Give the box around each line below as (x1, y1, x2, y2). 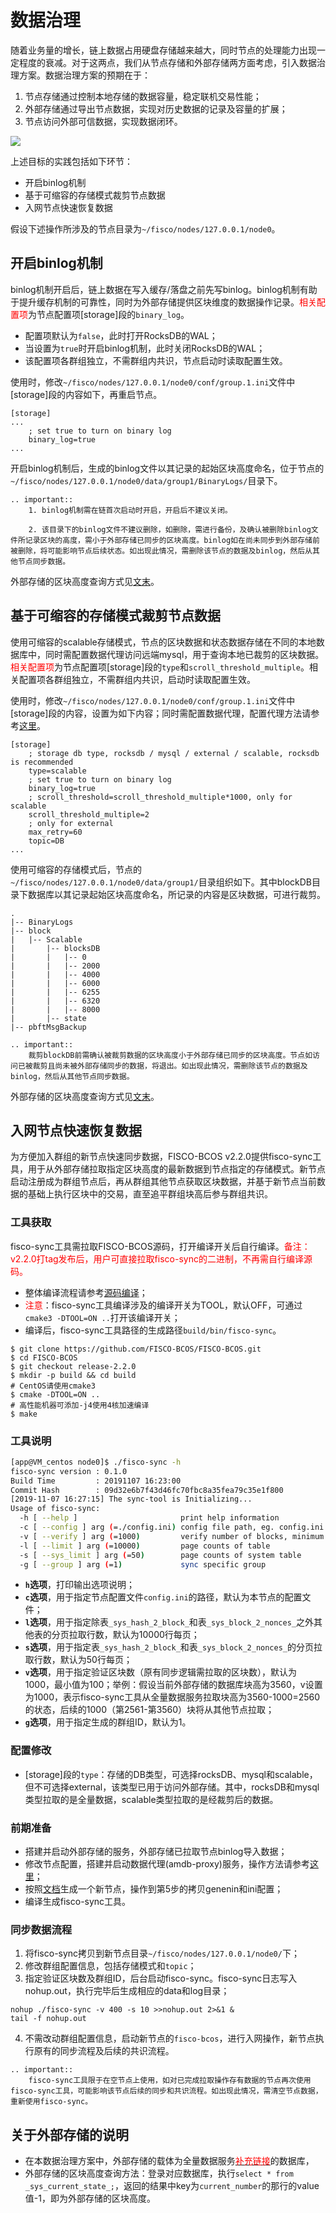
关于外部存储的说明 (10, 2126, 129, 2143)
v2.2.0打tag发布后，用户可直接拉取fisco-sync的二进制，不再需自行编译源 (10, 1252, 313, 1265)
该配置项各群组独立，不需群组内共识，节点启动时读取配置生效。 (24, 354, 288, 366)
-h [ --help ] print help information (19, 1513, 280, 1523)
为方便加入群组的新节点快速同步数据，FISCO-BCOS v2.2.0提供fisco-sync (10, 1151, 313, 1163)
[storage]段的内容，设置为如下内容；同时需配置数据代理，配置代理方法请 (10, 707, 312, 719)
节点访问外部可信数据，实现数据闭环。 (24, 115, 183, 127)
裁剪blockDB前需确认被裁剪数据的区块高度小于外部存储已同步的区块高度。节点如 (28, 1050, 313, 1060)
